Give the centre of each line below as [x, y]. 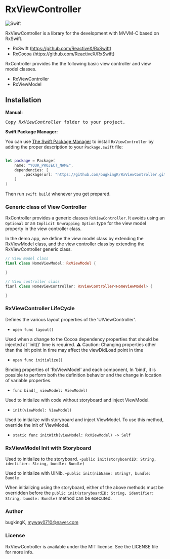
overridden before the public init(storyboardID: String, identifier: [80, 493]
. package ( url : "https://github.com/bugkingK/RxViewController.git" [96, 175]
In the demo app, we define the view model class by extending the [74, 239]
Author [14, 511]
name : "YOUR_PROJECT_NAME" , [44, 165]
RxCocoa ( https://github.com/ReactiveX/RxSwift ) [63, 54]
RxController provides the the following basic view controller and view [78, 63]
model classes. [21, 69]
